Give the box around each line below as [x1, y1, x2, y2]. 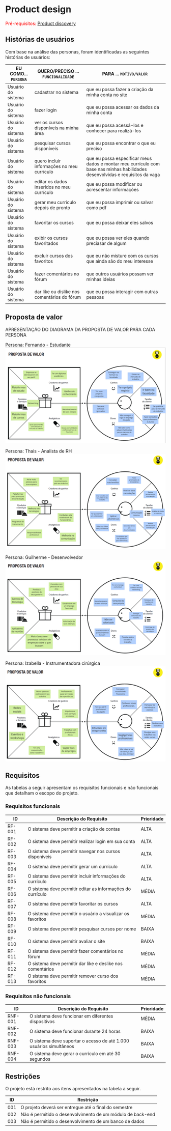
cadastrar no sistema [34, 89, 79, 95]
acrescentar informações [86, 187, 139, 193]
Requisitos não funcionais [5, 993, 71, 1000]
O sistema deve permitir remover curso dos [27, 973, 119, 979]
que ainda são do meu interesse [86, 258, 154, 264]
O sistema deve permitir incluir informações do [27, 873, 126, 879]
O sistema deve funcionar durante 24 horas [30, 1028, 121, 1034]
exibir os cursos [34, 235, 68, 241]
